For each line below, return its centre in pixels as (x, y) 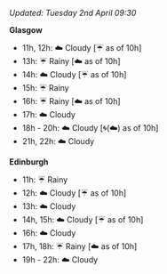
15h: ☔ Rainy (45, 88)
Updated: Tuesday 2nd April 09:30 (73, 13)
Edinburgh (29, 162)
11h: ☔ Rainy (45, 180)
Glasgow (26, 30)
